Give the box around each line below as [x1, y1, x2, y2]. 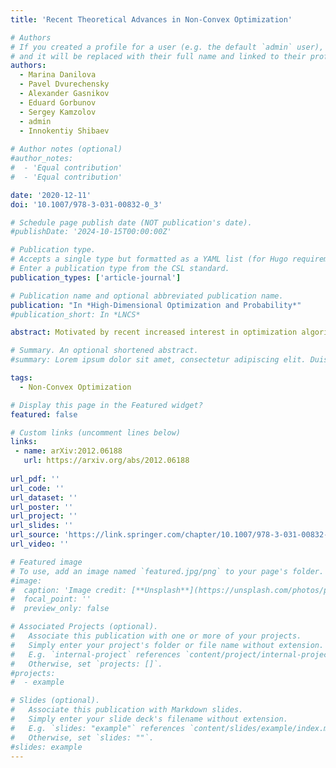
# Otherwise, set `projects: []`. [10, 659, 163, 669]
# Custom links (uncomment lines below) [10, 427, 182, 438]
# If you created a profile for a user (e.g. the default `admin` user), [10, 42, 325, 52]
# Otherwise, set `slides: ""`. [10, 732, 155, 743]
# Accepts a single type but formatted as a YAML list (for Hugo [10, 254, 288, 265]
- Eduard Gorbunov [19, 97, 97, 108]
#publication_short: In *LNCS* [10, 309, 141, 320]
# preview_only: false [10, 604, 110, 614]
